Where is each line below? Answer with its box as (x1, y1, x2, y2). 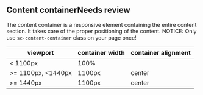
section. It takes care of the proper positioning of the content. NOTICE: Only (6, 27, 197, 35)
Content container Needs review (6, 5, 131, 15)
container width (77, 48, 125, 57)
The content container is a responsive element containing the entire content (6, 21, 197, 28)
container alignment (130, 48, 191, 57)
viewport (27, 48, 54, 57)
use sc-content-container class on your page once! (6, 33, 137, 41)
